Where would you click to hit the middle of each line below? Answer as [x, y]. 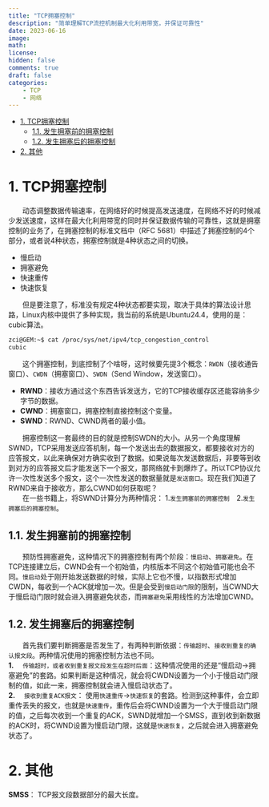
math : [17, 46]
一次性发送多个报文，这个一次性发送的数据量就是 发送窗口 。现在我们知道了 [136, 478]
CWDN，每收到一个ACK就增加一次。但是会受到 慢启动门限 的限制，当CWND [130, 587]
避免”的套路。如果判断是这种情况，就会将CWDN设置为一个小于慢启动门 [133, 675]
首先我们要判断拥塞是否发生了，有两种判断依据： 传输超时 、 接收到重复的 [137, 645]
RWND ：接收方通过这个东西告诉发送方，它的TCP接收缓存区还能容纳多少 [140, 390]
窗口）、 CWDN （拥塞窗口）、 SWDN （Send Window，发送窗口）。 [107, 373]
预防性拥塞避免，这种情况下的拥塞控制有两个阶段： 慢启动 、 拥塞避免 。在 [138, 556]
